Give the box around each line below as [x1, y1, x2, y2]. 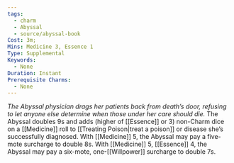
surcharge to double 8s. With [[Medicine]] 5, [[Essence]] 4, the [23, 140, 208, 149]
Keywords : [7, 57, 37, 64]
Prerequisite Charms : [7, 76, 72, 84]
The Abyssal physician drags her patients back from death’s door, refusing [7, 102, 227, 111]
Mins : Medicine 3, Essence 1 [7, 43, 94, 50]
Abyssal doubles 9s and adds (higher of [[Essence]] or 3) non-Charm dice [7, 118, 225, 126]
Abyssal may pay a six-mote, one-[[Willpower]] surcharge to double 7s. [7, 147, 216, 156]
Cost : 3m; [7, 37, 37, 44]
